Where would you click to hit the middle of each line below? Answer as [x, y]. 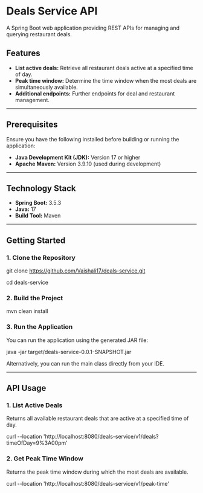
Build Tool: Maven [38, 216]
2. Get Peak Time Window [45, 459]
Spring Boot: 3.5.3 [38, 203]
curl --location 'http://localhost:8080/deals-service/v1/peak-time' [88, 483]
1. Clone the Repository [41, 257]
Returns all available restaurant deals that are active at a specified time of [98, 419]
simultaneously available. [47, 87]
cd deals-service [27, 283]
